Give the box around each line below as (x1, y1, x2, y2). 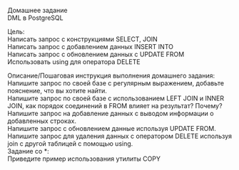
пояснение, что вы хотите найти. (7, 87, 107, 95)
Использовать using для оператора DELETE (7, 58, 141, 66)
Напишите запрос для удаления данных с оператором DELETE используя (7, 132, 233, 140)
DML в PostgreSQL (7, 14, 63, 22)
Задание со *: (7, 147, 49, 155)
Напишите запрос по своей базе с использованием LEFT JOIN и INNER (7, 94, 225, 102)
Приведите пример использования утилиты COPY (7, 154, 161, 163)
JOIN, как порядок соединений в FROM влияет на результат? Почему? (7, 102, 223, 110)
